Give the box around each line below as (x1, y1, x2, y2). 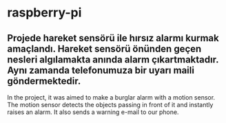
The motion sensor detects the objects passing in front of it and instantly (7, 101, 214, 109)
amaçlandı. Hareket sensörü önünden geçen (7, 43, 202, 54)
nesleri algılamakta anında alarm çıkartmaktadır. (7, 54, 219, 65)
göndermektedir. (7, 75, 81, 87)
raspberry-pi (7, 5, 82, 21)
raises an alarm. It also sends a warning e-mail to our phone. (7, 108, 179, 116)
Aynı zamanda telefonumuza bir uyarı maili (7, 64, 195, 76)
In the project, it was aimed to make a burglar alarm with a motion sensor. (7, 93, 216, 101)
